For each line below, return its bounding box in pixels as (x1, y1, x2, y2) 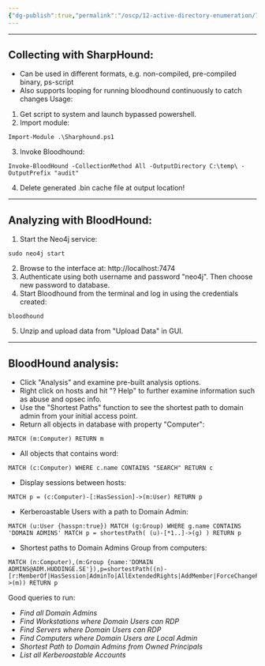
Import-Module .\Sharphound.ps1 (8, 134, 114, 141)
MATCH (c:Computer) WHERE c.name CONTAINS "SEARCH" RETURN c (8, 464, 214, 472)
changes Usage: (19, 94, 73, 103)
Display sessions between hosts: (19, 478, 127, 487)
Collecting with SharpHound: (8, 48, 154, 62)
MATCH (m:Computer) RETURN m (8, 435, 104, 443)
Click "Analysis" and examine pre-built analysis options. (19, 378, 201, 387)
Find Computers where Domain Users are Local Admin (19, 634, 198, 643)
